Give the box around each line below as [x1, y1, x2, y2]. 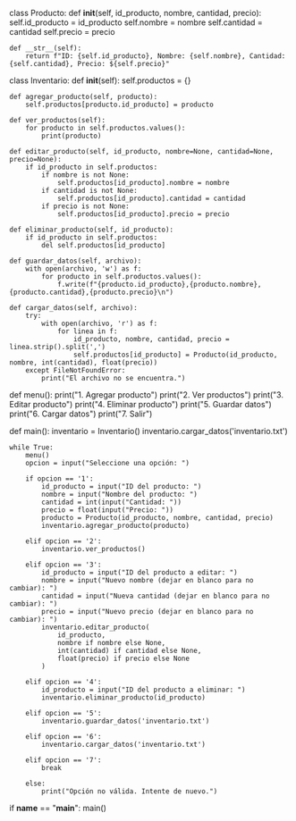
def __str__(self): [9, 44, 82, 53]
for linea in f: [56, 327, 118, 336]
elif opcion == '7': [25, 756, 102, 765]
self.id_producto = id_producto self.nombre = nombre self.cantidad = [9, 17, 264, 28]
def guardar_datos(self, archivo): [9, 256, 142, 265]
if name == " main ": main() [9, 803, 107, 813]
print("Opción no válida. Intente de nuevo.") [41, 787, 218, 796]
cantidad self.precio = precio [9, 27, 115, 37]
